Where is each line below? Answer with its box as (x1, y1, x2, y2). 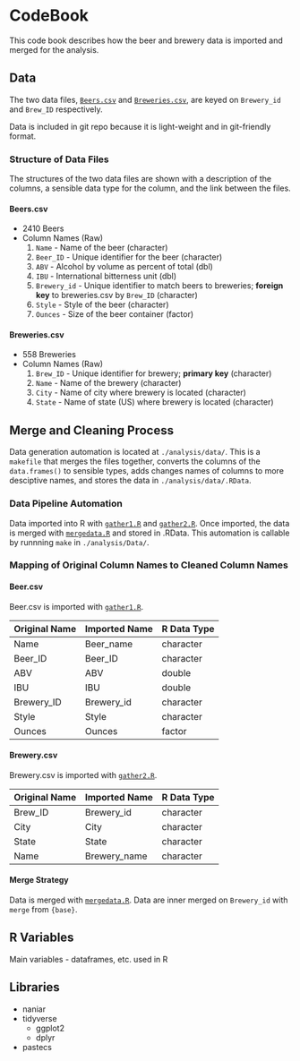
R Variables (9, 930, 74, 945)
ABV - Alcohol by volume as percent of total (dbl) (35, 261, 213, 272)
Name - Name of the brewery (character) (35, 378, 182, 389)
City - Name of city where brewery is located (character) (35, 387, 246, 398)
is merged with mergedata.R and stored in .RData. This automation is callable (9, 527, 290, 538)
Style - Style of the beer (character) (35, 299, 169, 310)
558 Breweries (21, 349, 76, 360)
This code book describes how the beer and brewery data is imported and (9, 35, 284, 46)
